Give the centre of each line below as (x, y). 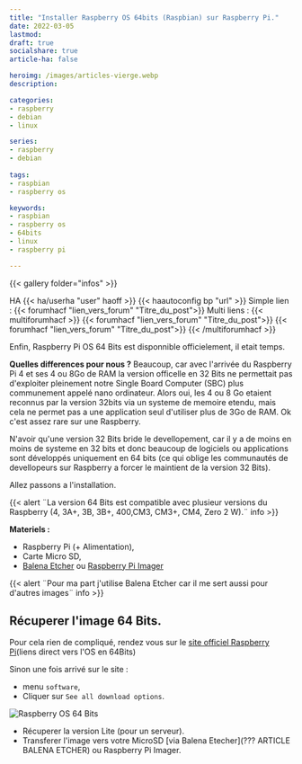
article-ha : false (44, 59)
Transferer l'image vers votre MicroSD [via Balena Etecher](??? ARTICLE (156, 741)
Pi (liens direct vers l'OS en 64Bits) (73, 652)
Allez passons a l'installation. (63, 484)
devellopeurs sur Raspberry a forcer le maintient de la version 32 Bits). (140, 467)
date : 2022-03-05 (42, 26)
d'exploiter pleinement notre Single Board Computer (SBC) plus (127, 383)
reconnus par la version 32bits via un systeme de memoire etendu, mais (143, 402)
